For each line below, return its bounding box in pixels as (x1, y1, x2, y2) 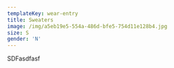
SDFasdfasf (7, 54, 41, 63)
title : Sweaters (7, 16, 54, 23)
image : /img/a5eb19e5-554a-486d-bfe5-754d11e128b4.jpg (7, 23, 168, 30)
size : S (7, 29, 30, 36)
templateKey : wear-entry (7, 10, 78, 17)
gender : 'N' (7, 36, 41, 43)
